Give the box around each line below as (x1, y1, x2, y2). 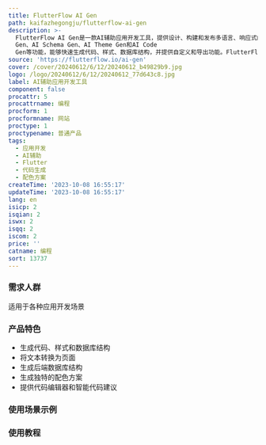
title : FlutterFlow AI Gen (8, 11, 97, 20)
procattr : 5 (8, 93, 47, 101)
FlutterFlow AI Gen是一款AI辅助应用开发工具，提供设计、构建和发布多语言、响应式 (15, 33, 257, 42)
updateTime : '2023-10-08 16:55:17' (8, 188, 126, 196)
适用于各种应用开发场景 (8, 302, 85, 311)
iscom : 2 (8, 233, 37, 241)
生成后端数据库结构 (19, 363, 83, 372)
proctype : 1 (8, 122, 47, 130)
